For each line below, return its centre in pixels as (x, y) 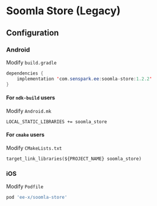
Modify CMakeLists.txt (34, 148)
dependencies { (25, 73)
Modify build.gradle (31, 62)
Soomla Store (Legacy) (63, 11)
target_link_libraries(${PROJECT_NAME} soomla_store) (74, 159)
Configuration (33, 33)
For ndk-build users (31, 98)
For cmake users (25, 135)
